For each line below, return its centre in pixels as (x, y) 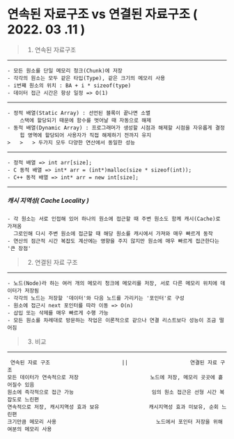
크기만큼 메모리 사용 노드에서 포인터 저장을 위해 (115, 422)
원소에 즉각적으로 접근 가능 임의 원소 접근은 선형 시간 (112, 392)
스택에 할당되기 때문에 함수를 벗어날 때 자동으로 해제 (86, 120)
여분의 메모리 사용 (30, 429)
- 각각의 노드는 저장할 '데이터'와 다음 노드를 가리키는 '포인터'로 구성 (96, 298)
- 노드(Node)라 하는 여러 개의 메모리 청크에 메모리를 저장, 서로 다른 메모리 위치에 (112, 283)
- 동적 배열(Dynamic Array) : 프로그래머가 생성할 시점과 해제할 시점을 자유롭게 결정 (116, 128)
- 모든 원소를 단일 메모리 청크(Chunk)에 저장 (65, 70)
